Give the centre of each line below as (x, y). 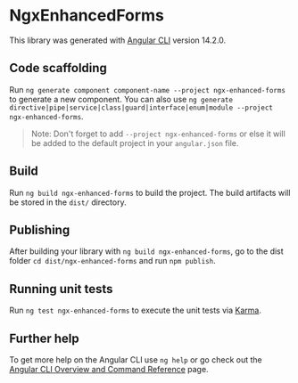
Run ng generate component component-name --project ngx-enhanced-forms (147, 89)
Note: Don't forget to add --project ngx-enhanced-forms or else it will (158, 134)
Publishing (40, 229)
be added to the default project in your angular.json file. (135, 143)
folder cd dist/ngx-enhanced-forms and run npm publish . (112, 261)
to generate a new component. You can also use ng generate (121, 99)
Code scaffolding (58, 68)
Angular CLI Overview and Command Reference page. (109, 369)
